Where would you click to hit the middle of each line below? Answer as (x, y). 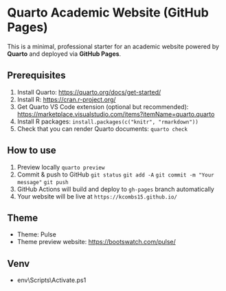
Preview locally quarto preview (61, 167)
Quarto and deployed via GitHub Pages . (64, 54)
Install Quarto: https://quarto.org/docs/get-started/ (89, 92)
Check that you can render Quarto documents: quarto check (102, 128)
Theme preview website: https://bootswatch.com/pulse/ (97, 242)
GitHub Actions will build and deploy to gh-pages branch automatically (115, 189)
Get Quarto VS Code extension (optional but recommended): (103, 107)
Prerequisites (36, 76)
